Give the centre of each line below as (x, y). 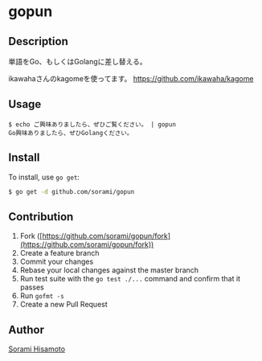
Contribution (41, 217)
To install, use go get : (44, 177)
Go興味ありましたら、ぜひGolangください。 (71, 133)
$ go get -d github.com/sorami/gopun (72, 191)
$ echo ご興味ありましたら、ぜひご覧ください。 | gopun (92, 124)
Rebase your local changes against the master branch (109, 270)
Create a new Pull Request (64, 305)
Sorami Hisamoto (37, 349)
